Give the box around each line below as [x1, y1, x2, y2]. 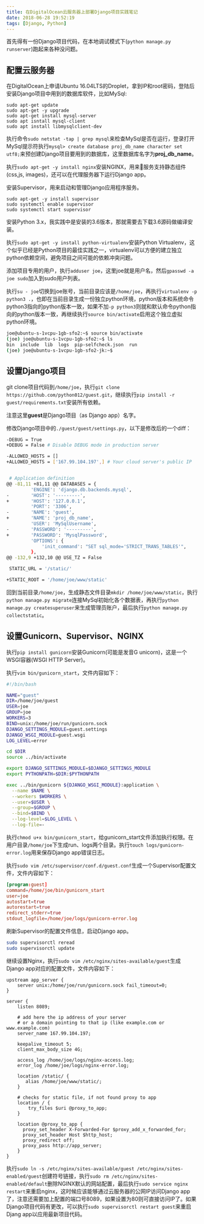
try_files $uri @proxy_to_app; [28, 1105, 108, 1111]
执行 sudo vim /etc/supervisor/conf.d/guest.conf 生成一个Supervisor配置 [6, 861, 191, 869]
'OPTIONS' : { [30, 538, 64, 544]
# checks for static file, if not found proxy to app [17, 1094, 157, 1101]
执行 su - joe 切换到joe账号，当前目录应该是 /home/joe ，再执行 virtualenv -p [6, 288, 197, 295]
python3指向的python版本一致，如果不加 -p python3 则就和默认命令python [6, 303, 191, 310]
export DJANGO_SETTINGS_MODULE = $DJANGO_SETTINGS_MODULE [6, 766, 151, 772]
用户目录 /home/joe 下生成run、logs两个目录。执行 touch [6, 841, 144, 849]
